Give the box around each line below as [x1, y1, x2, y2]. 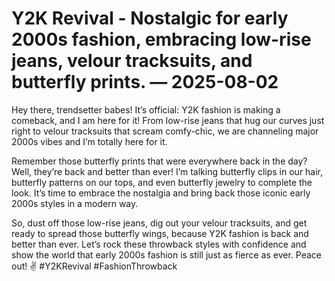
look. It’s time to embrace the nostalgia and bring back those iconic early [11, 187, 311, 199]
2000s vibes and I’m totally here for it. [11, 135, 168, 147]
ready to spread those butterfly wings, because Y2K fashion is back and [11, 227, 309, 239]
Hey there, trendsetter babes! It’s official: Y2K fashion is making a [11, 103, 281, 116]
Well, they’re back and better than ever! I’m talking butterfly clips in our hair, [11, 165, 324, 177]
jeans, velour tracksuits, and [11, 50, 253, 72]
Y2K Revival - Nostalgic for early [11, 7, 289, 30]
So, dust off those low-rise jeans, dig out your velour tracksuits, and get [11, 217, 308, 229]
